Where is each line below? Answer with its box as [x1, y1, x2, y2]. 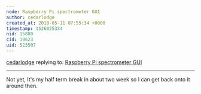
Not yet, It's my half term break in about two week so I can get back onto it [6, 75, 190, 83]
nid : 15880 [6, 31, 33, 37]
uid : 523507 [6, 43, 36, 48]
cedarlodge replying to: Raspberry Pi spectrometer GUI [6, 58, 142, 66]
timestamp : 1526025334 [6, 25, 63, 32]
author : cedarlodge [6, 14, 55, 20]
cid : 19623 [6, 37, 33, 43]
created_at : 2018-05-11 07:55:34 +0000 [6, 20, 106, 26]
